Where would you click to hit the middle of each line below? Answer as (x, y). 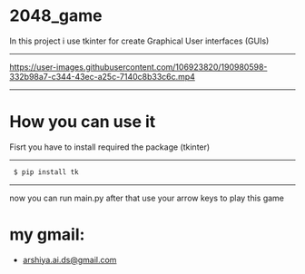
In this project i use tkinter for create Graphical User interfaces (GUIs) (139, 41)
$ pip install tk (46, 172)
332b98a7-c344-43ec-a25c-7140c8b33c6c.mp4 (102, 76)
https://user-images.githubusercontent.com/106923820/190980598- (138, 67)
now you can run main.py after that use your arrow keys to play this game (147, 198)
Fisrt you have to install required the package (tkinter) (110, 147)
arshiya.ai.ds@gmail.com (69, 259)
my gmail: (47, 235)
